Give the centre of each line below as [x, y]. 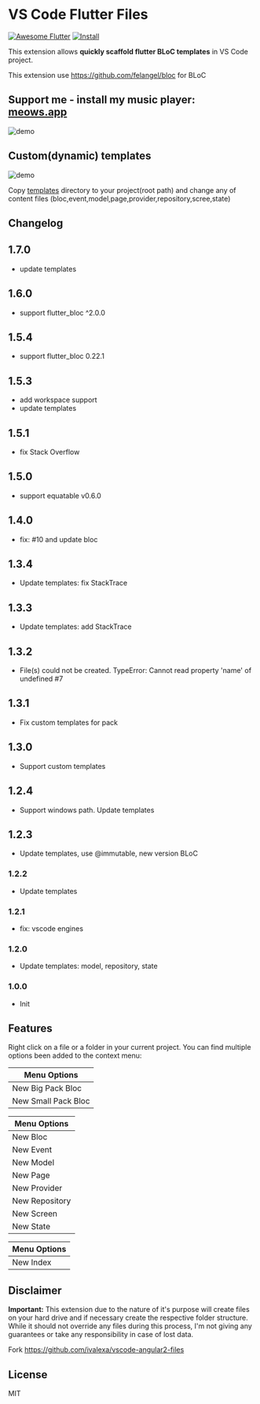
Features [30, 1028]
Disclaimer [35, 1290]
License [28, 1374]
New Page [31, 1176]
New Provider [37, 1188]
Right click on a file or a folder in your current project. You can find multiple [130, 1047]
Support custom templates [62, 766]
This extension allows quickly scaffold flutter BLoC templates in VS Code [128, 51]
